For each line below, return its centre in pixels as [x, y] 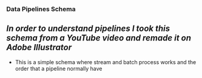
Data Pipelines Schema [41, 9]
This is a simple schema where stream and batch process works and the [106, 62]
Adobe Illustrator [39, 47]
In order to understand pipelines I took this [88, 29]
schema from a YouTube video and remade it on [99, 38]
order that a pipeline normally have [59, 68]
